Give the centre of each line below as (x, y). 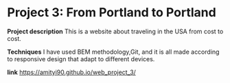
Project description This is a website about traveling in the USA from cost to (115, 31)
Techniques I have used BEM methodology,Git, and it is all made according (113, 52)
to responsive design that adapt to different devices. (81, 59)
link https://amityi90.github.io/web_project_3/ (71, 72)
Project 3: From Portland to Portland (112, 13)
